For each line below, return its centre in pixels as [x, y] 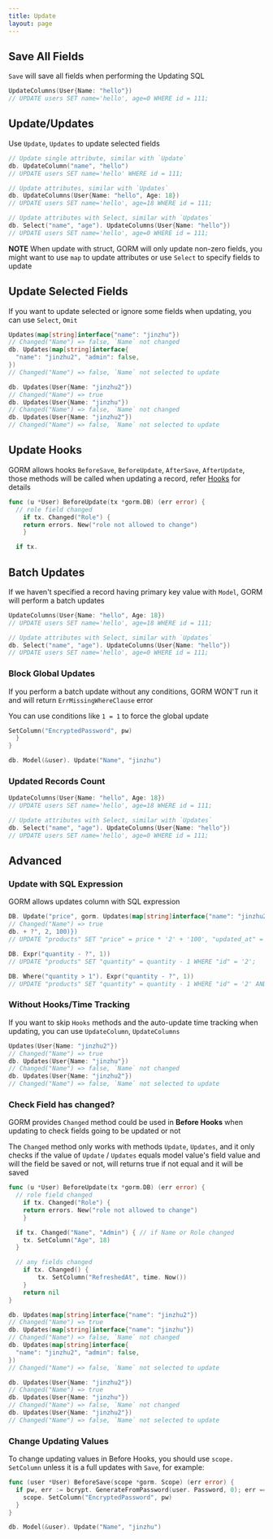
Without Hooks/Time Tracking [69, 1005]
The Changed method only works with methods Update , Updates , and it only [132, 1147]
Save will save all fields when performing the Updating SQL [106, 76]
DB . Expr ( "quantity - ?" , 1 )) [60, 954]
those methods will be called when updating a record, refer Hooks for [125, 478]
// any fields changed [54, 1262]
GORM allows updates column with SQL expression [94, 902]
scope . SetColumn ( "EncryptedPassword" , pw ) [98, 1498]
